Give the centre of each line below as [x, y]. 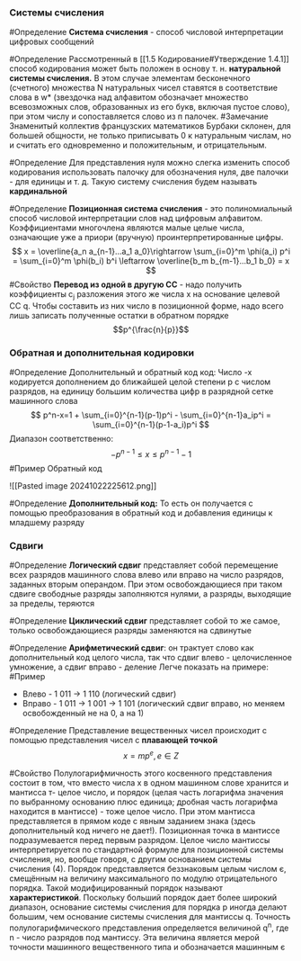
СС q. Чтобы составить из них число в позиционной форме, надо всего [147, 306]
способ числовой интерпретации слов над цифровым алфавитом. [136, 219]
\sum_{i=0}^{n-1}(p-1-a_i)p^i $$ [151, 425]
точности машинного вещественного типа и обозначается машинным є [147, 947]
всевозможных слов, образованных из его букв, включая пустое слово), [150, 107]
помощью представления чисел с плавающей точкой [114, 741]
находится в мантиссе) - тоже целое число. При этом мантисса [133, 811]
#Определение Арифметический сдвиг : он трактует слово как [132, 648]
